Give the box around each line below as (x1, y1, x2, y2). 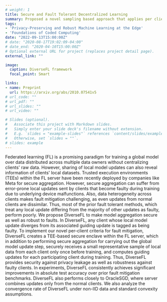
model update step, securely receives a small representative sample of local (5, 244, 161, 250)
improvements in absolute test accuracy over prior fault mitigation (5, 270, 140, 276)
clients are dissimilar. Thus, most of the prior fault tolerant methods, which (5, 202, 158, 208)
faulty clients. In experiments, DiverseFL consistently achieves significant (5, 265, 156, 271)
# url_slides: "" (5, 104, 41, 109)
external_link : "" (5, 53, 43, 59)
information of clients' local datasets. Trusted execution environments (5, 170, 148, 176)
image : (5, 63, 19, 68)
